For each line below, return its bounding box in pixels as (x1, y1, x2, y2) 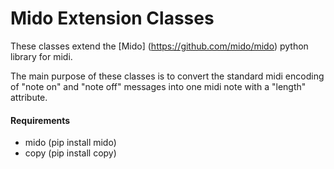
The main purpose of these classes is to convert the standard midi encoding (10, 70, 325, 82)
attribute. (10, 91, 48, 103)
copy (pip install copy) (24, 147, 117, 159)
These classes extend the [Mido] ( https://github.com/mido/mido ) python (10, 40, 309, 52)
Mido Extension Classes (10, 7, 215, 30)
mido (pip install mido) (24, 137, 117, 149)
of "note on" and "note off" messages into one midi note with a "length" (10, 80, 307, 92)
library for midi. (10, 50, 73, 62)
